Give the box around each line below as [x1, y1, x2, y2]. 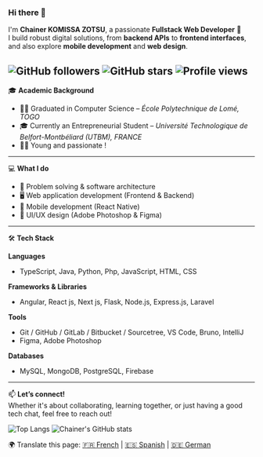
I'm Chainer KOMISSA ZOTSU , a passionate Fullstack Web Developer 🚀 [8, 25, 242, 35]
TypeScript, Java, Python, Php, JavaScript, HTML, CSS [19, 267, 197, 276]
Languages [8, 251, 45, 261]
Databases [8, 351, 45, 360]
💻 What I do [8, 164, 49, 174]
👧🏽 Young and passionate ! [19, 141, 107, 150]
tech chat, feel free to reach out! [8, 409, 112, 419]
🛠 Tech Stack [8, 233, 55, 243]
